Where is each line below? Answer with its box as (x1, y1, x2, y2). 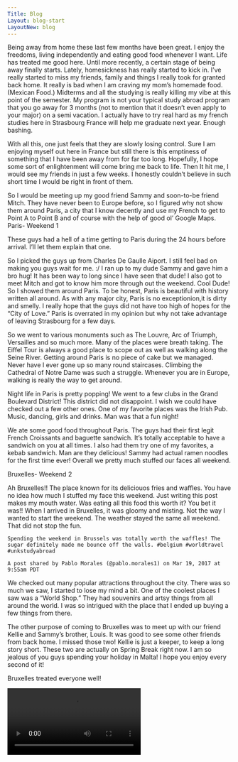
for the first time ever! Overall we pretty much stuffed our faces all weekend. (7, 456, 231, 465)
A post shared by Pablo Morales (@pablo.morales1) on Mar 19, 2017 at (7, 560, 221, 567)
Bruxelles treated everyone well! (7, 674, 102, 682)
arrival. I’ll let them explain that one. (7, 243, 112, 251)
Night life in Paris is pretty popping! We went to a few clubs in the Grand (7, 390, 219, 398)
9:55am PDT (7, 566, 40, 574)
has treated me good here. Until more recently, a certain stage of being (7, 58, 215, 67)
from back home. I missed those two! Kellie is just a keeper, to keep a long (7, 638, 225, 646)
